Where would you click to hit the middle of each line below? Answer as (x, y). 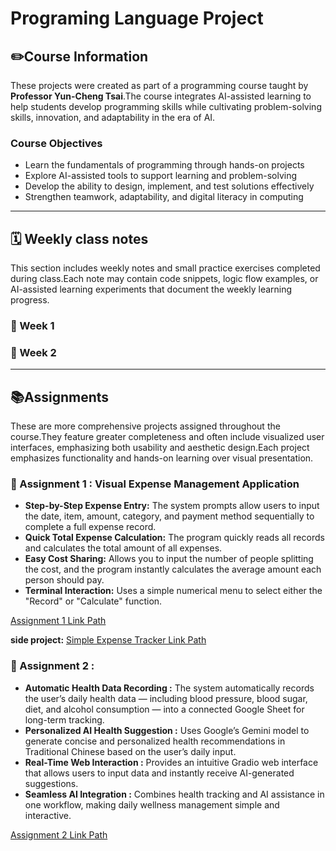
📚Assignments (60, 397)
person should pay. (64, 580)
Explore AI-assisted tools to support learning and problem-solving (161, 176)
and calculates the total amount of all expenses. (123, 548)
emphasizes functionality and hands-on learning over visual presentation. (162, 458)
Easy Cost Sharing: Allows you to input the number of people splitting (169, 559)
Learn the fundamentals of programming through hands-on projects (164, 165)
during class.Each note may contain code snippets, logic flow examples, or (164, 279)
